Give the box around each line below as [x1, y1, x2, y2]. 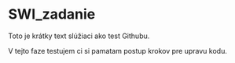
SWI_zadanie [8, 5, 96, 23]
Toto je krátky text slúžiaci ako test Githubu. [8, 31, 150, 40]
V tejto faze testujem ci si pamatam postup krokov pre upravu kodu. [8, 46, 228, 55]
